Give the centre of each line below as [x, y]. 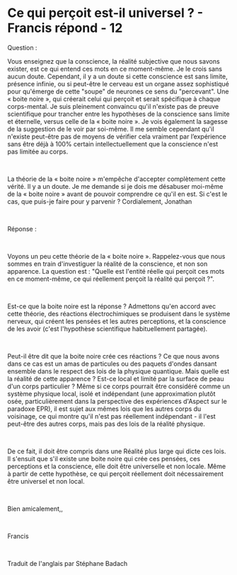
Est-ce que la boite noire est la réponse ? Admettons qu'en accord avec [112, 306]
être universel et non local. [46, 481]
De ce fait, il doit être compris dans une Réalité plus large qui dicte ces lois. [117, 451]
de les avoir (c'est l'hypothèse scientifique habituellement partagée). [108, 329]
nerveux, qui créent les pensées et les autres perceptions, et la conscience [117, 321]
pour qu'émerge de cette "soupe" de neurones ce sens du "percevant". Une [118, 91]
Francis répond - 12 [65, 28]
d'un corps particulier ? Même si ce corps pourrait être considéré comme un [118, 386]
